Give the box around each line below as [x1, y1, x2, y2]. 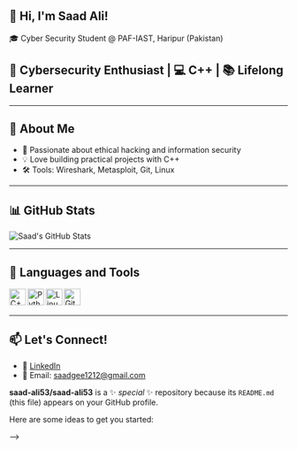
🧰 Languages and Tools [9, 264, 141, 279]
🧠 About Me [9, 121, 75, 137]
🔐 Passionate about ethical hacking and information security [21, 145, 241, 156]
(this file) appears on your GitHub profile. [9, 397, 159, 407]
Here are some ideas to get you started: [9, 414, 155, 424]
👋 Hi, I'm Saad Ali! [9, 9, 109, 24]
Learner [9, 81, 54, 96]
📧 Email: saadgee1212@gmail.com [21, 369, 146, 380]
